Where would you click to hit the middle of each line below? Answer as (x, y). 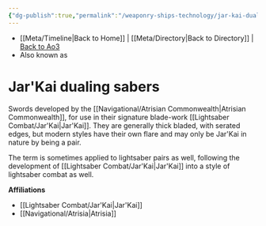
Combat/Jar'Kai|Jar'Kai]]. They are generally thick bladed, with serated (124, 125)
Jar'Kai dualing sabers (84, 87)
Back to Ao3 (40, 46)
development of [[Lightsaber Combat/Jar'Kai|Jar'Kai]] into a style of (119, 166)
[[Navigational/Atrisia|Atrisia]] (68, 213)
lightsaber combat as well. (51, 174)
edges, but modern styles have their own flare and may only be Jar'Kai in (127, 134)
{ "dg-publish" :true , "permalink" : (63, 15)
